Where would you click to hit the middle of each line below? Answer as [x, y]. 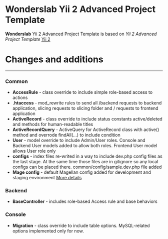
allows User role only [34, 151]
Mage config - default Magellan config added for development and [82, 172]
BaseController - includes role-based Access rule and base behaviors [85, 201]
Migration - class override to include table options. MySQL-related [81, 225]
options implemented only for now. [48, 231]
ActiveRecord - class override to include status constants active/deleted [87, 119]
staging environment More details [47, 178]
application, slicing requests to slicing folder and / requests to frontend [85, 108]
